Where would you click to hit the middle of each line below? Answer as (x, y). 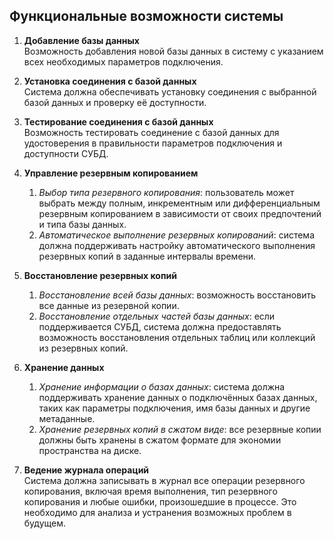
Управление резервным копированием (111, 173)
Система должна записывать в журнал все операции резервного (164, 480)
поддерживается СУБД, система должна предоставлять (160, 326)
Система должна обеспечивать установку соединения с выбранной (170, 91)
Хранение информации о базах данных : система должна (162, 386)
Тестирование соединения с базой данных (118, 121)
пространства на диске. (90, 450)
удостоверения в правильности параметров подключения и (153, 143)
